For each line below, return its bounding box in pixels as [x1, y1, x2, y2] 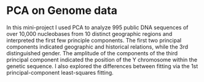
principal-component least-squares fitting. [6, 69, 114, 76]
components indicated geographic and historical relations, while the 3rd [6, 43, 189, 50]
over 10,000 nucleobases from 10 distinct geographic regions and [6, 30, 173, 37]
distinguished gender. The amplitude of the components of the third [6, 49, 178, 56]
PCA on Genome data [6, 4, 118, 18]
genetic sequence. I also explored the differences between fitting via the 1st [6, 62, 198, 70]
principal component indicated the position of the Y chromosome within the [6, 56, 198, 63]
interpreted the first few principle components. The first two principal [6, 36, 182, 44]
